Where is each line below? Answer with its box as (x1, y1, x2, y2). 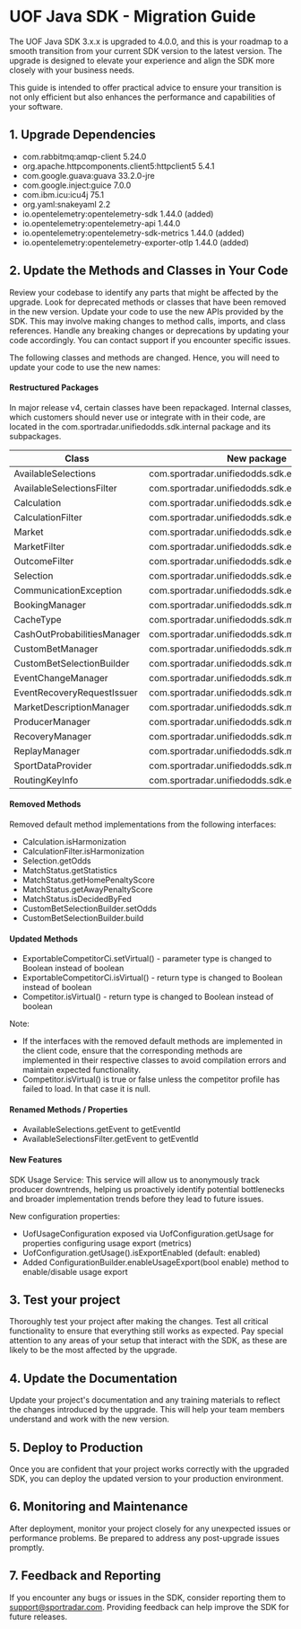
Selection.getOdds (21, 855, 91, 866)
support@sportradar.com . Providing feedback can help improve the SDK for (9, 1601, 289, 1612)
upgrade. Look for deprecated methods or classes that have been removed (9, 297, 287, 307)
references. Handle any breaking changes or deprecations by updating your (9, 325, 289, 336)
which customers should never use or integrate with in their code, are (9, 412, 266, 422)
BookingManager (13, 598, 87, 611)
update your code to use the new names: (9, 361, 161, 372)
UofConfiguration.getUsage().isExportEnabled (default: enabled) (21, 1247, 262, 1258)
